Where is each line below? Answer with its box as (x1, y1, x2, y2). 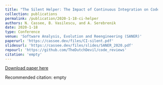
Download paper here (5, 65, 49, 71)
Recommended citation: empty (5, 74, 66, 80)
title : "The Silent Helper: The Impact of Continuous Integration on (5, 7, 149, 12)
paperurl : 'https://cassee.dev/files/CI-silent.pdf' (5, 39, 114, 43)
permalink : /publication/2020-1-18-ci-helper (5, 16, 98, 21)
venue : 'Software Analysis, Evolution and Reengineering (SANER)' (5, 34, 142, 39)
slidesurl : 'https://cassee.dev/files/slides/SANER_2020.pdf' (5, 43, 133, 48)
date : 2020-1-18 (5, 25, 38, 30)
